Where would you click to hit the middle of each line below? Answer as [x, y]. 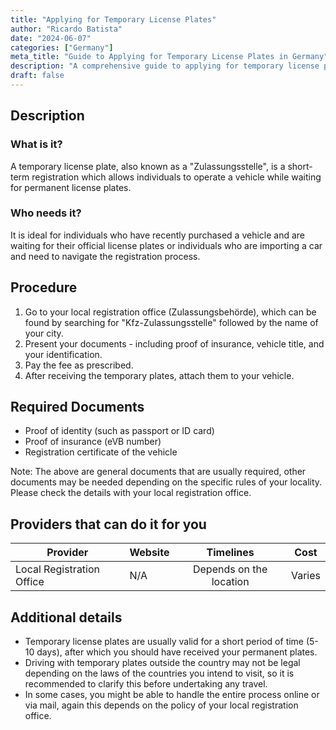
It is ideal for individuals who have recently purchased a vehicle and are [158, 235]
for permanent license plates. [71, 187]
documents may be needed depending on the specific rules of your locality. [166, 482]
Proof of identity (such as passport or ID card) [119, 431]
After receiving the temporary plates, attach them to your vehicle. [159, 375]
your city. [44, 333]
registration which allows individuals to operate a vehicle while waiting [176, 177]
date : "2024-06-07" [51, 38]
